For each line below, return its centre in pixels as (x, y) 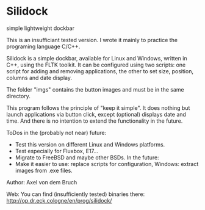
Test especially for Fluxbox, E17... (57, 151)
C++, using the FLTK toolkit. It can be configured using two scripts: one (96, 65)
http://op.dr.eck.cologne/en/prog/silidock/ (59, 200)
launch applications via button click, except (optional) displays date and (96, 114)
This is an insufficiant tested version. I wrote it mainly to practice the (92, 40)
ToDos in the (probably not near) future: (56, 132)
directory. (18, 96)
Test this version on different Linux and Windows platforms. (90, 144)
